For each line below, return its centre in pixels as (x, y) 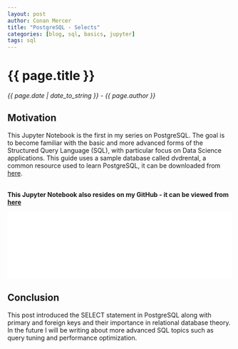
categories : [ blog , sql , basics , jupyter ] (71, 34)
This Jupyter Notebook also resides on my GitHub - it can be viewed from (118, 194)
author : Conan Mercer (40, 21)
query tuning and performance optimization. (72, 338)
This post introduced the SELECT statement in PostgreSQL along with (109, 315)
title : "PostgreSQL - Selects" (54, 27)
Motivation (32, 118)
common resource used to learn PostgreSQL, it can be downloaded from (114, 166)
